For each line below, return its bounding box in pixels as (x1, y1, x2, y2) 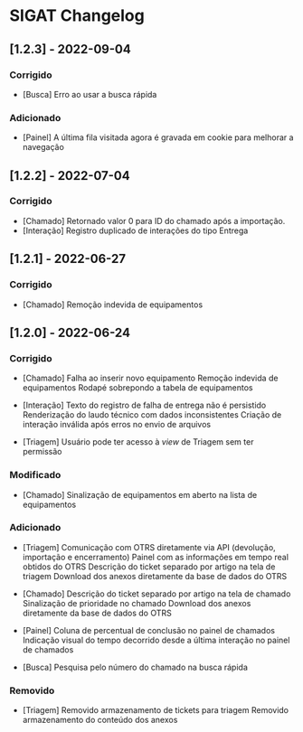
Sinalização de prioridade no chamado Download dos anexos (22, 597, 251, 608)
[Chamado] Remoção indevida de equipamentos (22, 299, 204, 310)
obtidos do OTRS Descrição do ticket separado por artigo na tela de (22, 561, 276, 572)
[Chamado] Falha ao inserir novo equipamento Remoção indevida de (22, 372, 279, 384)
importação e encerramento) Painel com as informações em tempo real (22, 551, 289, 562)
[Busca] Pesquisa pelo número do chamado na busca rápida (22, 662, 249, 672)
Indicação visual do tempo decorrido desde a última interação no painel (22, 634, 290, 645)
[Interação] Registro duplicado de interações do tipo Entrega (22, 225, 249, 236)
